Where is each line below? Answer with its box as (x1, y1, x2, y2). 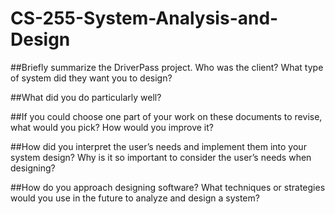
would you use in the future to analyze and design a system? (10, 192, 260, 204)
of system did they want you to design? (10, 72, 173, 84)
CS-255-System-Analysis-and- (10, 7, 279, 30)
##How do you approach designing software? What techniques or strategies (10, 181, 326, 193)
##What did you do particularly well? (10, 91, 162, 103)
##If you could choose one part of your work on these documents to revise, (10, 110, 323, 122)
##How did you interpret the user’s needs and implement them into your (10, 140, 307, 152)
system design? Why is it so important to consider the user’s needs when (10, 151, 312, 163)
